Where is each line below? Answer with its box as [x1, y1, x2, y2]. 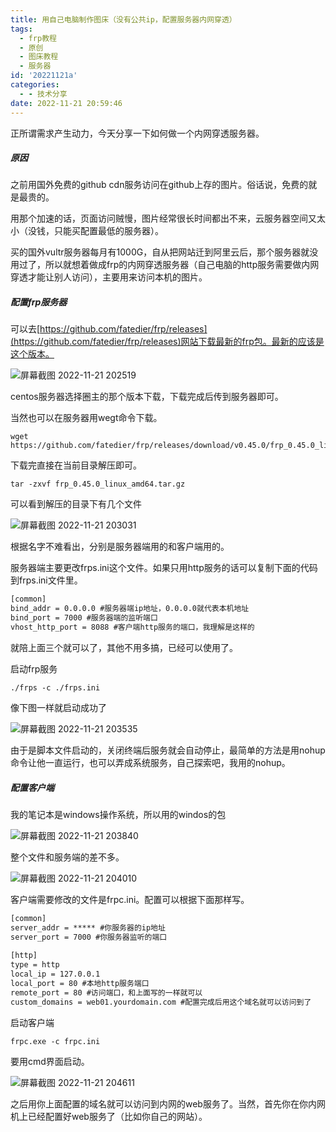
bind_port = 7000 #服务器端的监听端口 [10, 613, 158, 623]
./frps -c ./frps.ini [10, 682, 101, 693]
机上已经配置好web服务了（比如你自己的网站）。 [10, 1110, 208, 1122]
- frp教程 [19, 33, 57, 43]
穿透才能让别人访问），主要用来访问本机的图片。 [10, 271, 208, 283]
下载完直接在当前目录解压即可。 [10, 459, 142, 471]
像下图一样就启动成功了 [10, 701, 107, 713]
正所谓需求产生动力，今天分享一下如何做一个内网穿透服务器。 [10, 127, 265, 139]
